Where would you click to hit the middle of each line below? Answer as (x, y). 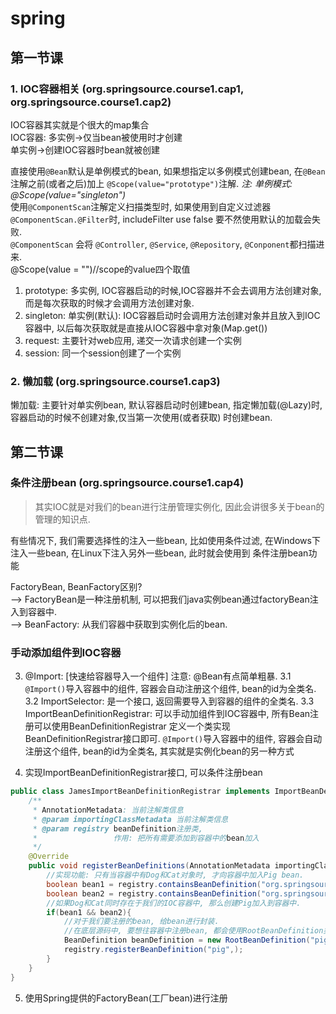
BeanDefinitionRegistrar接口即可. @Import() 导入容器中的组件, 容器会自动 (173, 739)
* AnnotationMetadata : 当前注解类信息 (108, 810)
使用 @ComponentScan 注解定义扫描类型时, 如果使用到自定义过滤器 (141, 206)
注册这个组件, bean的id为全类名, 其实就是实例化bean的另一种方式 (159, 751)
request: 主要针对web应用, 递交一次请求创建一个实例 (133, 340)
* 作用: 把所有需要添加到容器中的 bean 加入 (146, 838)
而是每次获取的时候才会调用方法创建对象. (109, 303)
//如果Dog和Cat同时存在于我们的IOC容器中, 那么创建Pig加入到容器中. (174, 903)
